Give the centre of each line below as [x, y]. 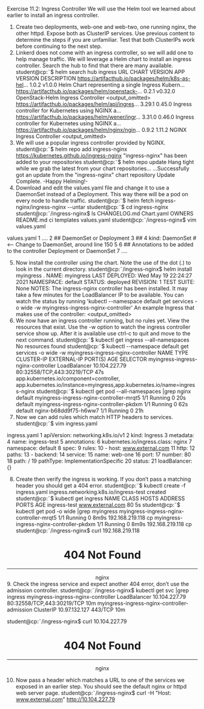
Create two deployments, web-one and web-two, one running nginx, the [106, 27]
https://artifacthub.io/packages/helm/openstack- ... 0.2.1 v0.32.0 [95, 91]
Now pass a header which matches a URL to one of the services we [100, 680]
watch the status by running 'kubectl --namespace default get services [104, 301]
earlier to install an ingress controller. [53, 15]
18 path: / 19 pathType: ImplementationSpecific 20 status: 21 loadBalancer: [100, 461]
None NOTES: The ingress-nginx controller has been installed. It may [102, 288]
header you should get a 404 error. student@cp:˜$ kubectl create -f [100, 486]
